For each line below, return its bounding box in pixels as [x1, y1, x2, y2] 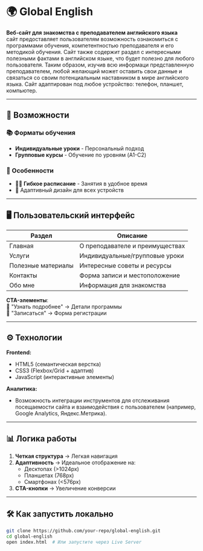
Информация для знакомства [79, 281, 166, 289]
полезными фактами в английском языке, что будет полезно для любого [6, 54, 195, 62]
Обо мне [9, 281, 35, 289]
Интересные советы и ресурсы [79, 261, 172, 269]
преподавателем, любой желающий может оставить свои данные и [6, 67, 182, 74]
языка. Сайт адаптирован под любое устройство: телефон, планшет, [6, 80, 184, 88]
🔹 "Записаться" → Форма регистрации [6, 309, 107, 317]
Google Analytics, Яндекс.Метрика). [14, 409, 107, 417]
